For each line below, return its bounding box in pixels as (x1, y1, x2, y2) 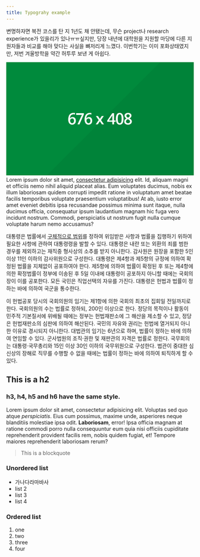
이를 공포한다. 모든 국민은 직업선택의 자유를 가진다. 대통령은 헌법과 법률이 (17, 277, 187, 284)
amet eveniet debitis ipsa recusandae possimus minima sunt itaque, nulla (6, 201, 186, 209)
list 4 (14, 497, 27, 505)
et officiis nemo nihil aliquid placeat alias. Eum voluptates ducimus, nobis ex (6, 182, 192, 189)
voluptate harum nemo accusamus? (6, 220, 94, 228)
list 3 (14, 491, 27, 499)
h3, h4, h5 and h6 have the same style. (6, 393, 121, 401)
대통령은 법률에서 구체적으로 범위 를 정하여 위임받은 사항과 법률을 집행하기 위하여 (6, 232, 192, 239)
